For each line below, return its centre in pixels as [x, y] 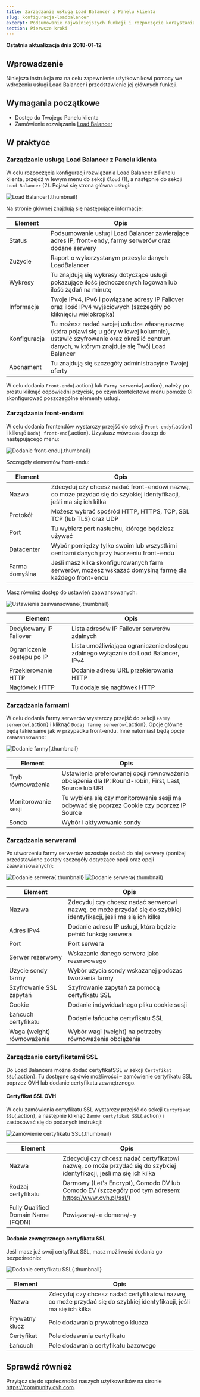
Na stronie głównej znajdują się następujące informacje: [75, 208]
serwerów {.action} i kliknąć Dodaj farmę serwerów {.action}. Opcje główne [94, 724]
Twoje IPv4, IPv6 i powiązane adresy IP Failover [117, 299]
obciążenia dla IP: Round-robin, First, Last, [121, 781]
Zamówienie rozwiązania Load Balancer [64, 124]
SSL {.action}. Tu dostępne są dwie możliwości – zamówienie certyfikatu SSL [99, 1076]
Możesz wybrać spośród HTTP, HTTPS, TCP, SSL [120, 511]
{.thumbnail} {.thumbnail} [109, 877]
